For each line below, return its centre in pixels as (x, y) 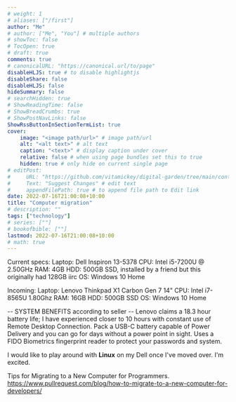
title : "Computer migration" (50, 203)
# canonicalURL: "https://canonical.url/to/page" (81, 66)
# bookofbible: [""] (38, 229)
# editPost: (25, 170)
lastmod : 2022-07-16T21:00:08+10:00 (61, 236)
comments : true (29, 60)
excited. (19, 363)
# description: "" (34, 210)
